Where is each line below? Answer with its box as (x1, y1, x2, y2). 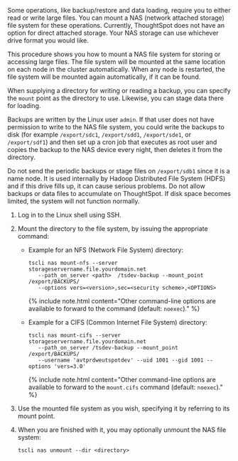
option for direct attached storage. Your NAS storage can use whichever (7, 28, 219, 37)
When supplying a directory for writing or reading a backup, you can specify (7, 87, 231, 94)
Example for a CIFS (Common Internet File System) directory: (28, 318, 207, 326)
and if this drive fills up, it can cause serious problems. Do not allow (7, 182, 206, 190)
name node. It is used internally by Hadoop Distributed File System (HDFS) (7, 174, 226, 183)
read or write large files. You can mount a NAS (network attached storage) (7, 13, 225, 22)
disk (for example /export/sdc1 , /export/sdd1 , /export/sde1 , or (7, 131, 192, 139)
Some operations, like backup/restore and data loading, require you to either (7, 6, 231, 14)
